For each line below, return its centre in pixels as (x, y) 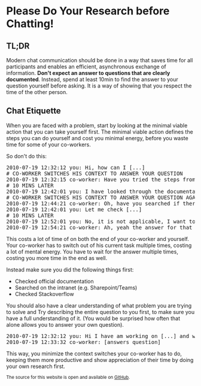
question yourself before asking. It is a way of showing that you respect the (99, 86)
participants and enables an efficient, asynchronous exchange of (86, 67)
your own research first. (36, 366)
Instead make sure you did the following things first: (70, 269)
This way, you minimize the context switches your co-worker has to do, (94, 353)
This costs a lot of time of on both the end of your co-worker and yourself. (98, 239)
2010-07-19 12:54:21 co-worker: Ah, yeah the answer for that (99, 227)
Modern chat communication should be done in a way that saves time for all (100, 60)
